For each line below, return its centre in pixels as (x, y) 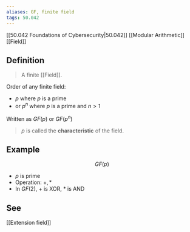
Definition (25, 60)
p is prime (28, 176)
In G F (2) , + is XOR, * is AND (50, 189)
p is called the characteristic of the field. (73, 131)
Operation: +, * (33, 182)
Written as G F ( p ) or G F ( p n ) (39, 118)
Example (23, 150)
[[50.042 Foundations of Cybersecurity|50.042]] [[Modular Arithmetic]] (96, 35)
